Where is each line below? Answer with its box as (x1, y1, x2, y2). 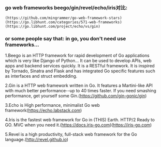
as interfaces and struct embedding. (5, 73, 77, 79)
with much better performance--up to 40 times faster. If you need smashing (5, 87, 156, 93)
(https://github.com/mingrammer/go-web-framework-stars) (5, 16, 122, 20)
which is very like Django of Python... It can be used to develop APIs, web (5, 57, 152, 64)
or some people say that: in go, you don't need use (5, 35, 126, 42)
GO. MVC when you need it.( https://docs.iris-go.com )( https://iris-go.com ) (5, 122, 152, 128)
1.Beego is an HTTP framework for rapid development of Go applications (5, 52, 150, 58)
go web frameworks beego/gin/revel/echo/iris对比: (5, 4, 128, 11)
